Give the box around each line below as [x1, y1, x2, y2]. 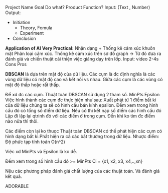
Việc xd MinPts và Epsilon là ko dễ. [5, 149, 78, 154]
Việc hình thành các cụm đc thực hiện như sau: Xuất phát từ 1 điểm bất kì [5, 97, 156, 103]
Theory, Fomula [20, 25, 53, 31]
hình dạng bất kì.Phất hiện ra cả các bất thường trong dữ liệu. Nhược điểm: [5, 134, 159, 139]
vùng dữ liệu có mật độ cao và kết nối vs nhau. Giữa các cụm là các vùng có [5, 77, 163, 82]
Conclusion [12, 35, 36, 41]
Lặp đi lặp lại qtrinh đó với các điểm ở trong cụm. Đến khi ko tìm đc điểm [5, 113, 155, 119]
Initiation [12, 20, 31, 25]
